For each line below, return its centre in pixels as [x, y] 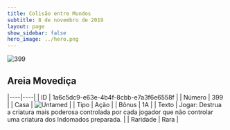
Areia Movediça [42, 81]
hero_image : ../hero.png [43, 39]
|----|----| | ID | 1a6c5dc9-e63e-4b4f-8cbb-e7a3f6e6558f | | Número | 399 [115, 97]
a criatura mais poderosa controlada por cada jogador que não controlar [110, 112]
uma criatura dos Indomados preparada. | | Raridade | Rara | [93, 119]
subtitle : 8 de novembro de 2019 [55, 20]
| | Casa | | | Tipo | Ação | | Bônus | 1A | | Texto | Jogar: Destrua [114, 104]
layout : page [26, 26]
